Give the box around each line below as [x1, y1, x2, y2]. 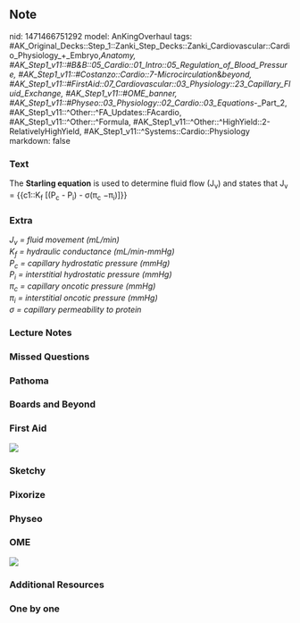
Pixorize [9, 488, 46, 501]
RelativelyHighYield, [9, 125, 82, 137]
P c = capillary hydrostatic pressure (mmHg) [9, 257, 171, 271]
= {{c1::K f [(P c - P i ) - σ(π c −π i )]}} [9, 189, 128, 202]
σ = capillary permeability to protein [9, 304, 142, 315]
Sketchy [9, 464, 46, 476]
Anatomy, [100, 49, 137, 61]
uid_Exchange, [9, 88, 64, 98]
